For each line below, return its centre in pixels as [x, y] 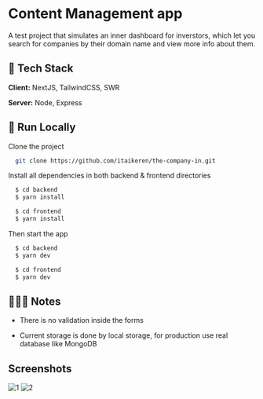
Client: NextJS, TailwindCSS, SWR [64, 87]
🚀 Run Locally [42, 128]
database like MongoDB [58, 344]
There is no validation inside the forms [81, 320]
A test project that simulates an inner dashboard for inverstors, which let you [132, 35]
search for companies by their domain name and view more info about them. [132, 43]
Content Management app [95, 14]
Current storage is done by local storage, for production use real [124, 335]
